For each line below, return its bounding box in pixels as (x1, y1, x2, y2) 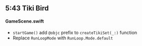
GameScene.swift (5, 18, 44, 24)
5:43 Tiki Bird (5, 4, 49, 13)
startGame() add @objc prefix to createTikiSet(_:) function (12, 29, 137, 35)
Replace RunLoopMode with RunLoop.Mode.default (12, 35, 113, 41)
